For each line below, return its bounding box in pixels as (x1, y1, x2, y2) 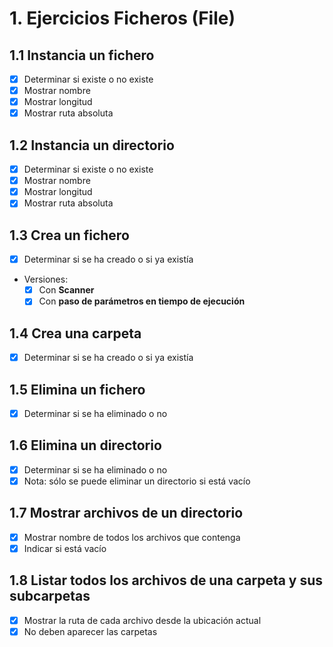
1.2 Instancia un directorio (9, 137, 175, 154)
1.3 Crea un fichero (9, 227, 130, 244)
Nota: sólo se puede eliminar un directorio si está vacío (23, 475, 251, 487)
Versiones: (23, 273, 69, 286)
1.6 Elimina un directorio (9, 437, 162, 454)
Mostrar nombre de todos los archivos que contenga (23, 531, 241, 543)
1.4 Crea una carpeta (9, 325, 142, 342)
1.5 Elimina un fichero (9, 381, 146, 398)
